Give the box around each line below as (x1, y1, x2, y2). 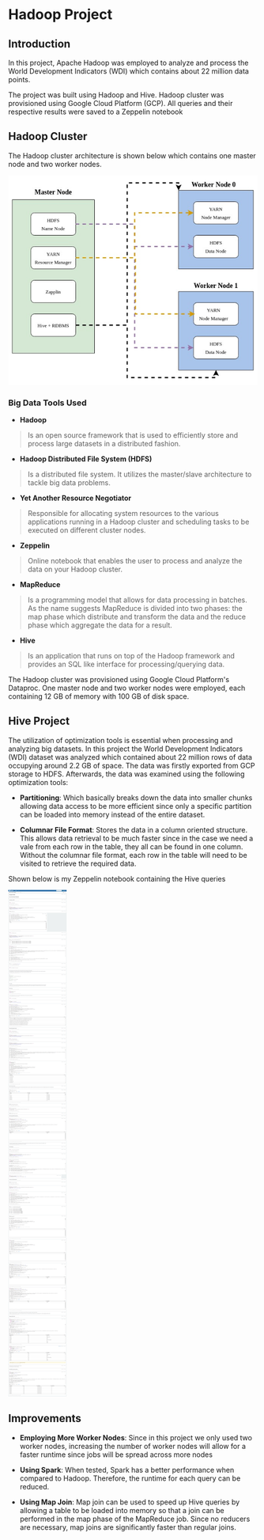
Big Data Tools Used (8, 397, 87, 408)
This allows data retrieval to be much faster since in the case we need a (19, 833, 254, 843)
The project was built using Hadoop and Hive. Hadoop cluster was (8, 90, 224, 100)
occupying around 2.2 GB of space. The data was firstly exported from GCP (8, 761, 255, 770)
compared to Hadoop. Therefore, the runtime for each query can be (19, 1474, 241, 1483)
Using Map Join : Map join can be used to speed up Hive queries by (19, 1497, 240, 1507)
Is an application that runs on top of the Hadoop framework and (27, 651, 236, 660)
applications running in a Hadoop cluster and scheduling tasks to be (27, 517, 250, 526)
